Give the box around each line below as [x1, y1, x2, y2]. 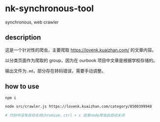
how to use [5, 82, 40, 91]
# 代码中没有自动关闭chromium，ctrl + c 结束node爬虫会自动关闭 [5, 113, 125, 118]
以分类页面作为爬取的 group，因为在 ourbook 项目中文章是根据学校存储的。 [5, 57, 158, 63]
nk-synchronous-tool [5, 3, 94, 14]
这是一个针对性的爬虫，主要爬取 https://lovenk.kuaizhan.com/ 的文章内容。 [5, 47, 157, 53]
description [5, 33, 41, 42]
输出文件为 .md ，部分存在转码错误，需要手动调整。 [5, 68, 106, 73]
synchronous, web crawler [5, 19, 59, 25]
